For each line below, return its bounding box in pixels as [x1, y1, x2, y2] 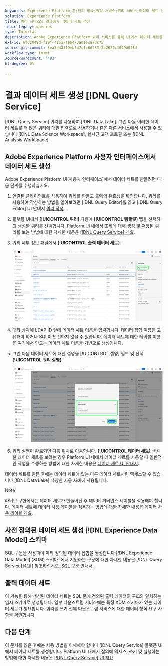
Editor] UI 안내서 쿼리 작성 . [12, 206, 65, 211]
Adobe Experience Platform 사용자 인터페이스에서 [5, 152, 156, 161]
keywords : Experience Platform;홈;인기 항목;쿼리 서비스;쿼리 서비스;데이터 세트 [5, 8, 159, 13]
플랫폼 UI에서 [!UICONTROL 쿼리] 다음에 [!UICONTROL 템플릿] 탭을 [12, 216, 147, 222]
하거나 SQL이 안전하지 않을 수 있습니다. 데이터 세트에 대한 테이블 [25, 334, 152, 340]
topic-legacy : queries [5, 24, 52, 29]
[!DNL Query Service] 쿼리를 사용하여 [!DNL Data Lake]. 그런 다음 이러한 [5, 119, 150, 125]
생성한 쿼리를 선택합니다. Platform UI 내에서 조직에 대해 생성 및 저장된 [17, 223, 154, 229]
